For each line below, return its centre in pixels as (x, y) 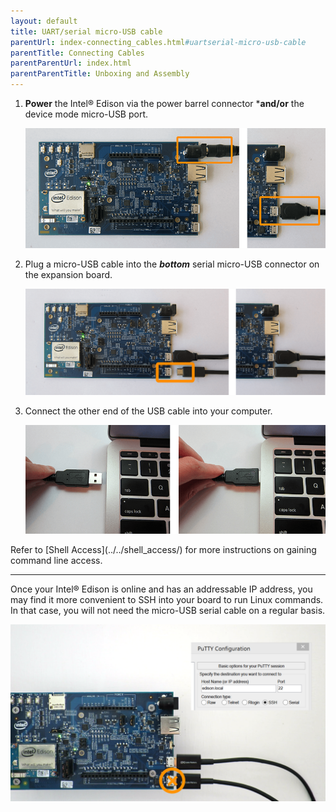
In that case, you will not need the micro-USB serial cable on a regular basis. (168, 610)
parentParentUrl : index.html (71, 63)
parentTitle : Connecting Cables (77, 53)
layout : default (44, 21)
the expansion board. (68, 275)
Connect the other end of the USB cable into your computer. (148, 411)
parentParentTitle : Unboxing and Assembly (100, 74)
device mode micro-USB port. (86, 114)
